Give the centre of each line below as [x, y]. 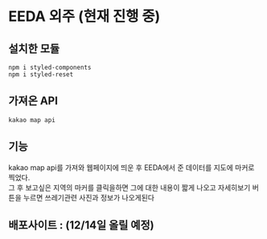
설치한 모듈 [34, 49]
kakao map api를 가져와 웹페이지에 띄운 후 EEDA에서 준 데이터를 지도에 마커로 [131, 167]
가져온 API [33, 101]
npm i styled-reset [41, 75]
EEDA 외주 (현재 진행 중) [84, 16]
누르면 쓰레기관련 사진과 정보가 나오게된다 [89, 197]
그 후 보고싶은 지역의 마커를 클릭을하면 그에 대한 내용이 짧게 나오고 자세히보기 [129, 187]
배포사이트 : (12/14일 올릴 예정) [81, 225]
